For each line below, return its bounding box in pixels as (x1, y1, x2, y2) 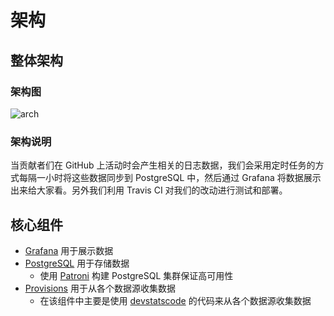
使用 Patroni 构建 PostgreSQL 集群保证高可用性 (39, 269, 234, 281)
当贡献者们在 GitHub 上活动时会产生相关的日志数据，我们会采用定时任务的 (10, 159, 316, 171)
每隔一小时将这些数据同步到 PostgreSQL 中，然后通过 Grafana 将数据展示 (18, 172, 322, 184)
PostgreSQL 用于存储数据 (24, 257, 130, 269)
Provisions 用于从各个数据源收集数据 (24, 282, 176, 294)
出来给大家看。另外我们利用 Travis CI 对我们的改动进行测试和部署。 (10, 184, 288, 196)
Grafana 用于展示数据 (24, 244, 114, 256)
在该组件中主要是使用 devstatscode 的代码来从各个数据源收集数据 (39, 294, 312, 306)
